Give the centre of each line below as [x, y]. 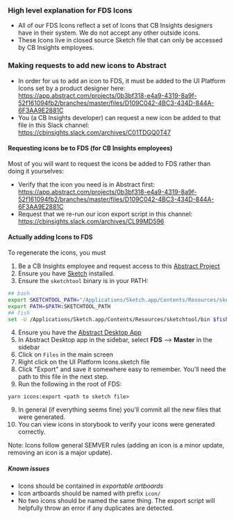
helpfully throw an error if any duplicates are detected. [96, 508]
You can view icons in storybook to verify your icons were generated [116, 425]
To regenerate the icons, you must [57, 253]
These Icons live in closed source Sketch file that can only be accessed [120, 40]
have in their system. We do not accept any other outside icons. [109, 33]
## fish [19, 313]
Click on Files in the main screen [66, 355]
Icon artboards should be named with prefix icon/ [89, 493]
